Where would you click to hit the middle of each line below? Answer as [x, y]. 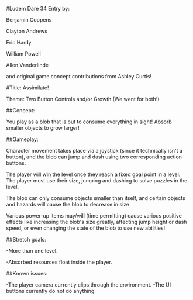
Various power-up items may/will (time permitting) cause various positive [94, 215]
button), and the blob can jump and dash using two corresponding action [94, 157]
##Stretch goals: [26, 239]
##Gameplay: [22, 139]
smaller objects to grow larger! [43, 128]
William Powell [23, 54]
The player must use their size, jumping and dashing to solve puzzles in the [97, 180]
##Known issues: [27, 273]
